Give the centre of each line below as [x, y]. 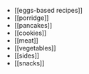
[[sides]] [27, 55]
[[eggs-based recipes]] [48, 10]
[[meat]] [26, 41]
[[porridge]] [31, 18]
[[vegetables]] [35, 48]
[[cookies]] [30, 33]
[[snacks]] [29, 63]
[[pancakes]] [33, 25]
